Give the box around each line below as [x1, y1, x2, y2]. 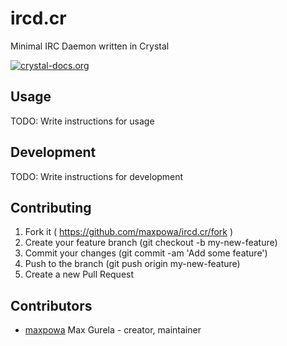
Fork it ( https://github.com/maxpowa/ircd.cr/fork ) [24, 226, 234, 238]
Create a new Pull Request [24, 268, 135, 281]
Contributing [10, 199, 92, 216]
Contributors [10, 297, 93, 314]
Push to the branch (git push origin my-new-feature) [24, 258, 241, 270]
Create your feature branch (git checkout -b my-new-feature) [24, 237, 278, 249]
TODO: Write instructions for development [10, 170, 184, 182]
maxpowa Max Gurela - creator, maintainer [24, 324, 202, 336]
